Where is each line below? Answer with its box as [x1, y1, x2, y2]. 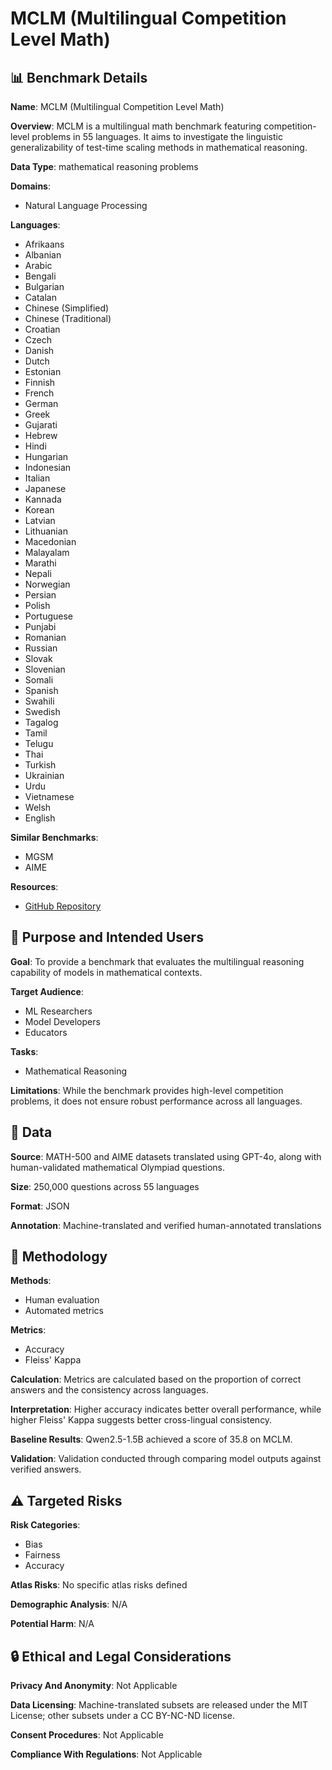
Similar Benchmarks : [10, 832, 99, 843]
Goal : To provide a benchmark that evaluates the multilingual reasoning [10, 955, 305, 967]
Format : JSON [10, 1200, 70, 1212]
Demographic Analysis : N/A [10, 1598, 128, 1611]
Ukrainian [24, 770, 65, 781]
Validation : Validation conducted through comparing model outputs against [10, 1453, 322, 1465]
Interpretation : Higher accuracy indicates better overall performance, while [10, 1403, 322, 1416]
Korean [24, 504, 55, 516]
